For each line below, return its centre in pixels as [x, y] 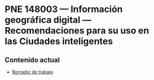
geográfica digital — [48, 20]
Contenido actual [32, 60]
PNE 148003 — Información [64, 9]
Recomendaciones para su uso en [77, 31]
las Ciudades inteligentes [59, 42]
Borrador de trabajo [32, 72]
